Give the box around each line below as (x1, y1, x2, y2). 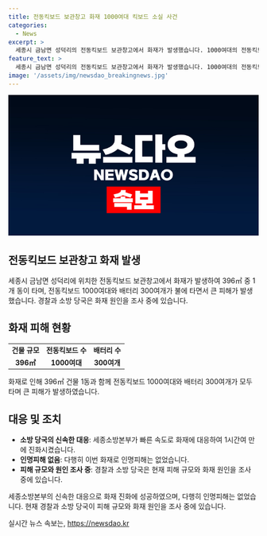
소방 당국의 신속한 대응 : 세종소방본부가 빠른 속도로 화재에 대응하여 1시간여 (19, 435, 247, 445)
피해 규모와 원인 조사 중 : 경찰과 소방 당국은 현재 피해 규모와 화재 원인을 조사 (19, 465, 252, 475)
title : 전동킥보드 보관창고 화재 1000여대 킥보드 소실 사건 (8, 13, 178, 21)
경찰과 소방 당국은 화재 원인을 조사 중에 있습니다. (37, 296, 188, 305)
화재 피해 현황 (8, 321, 72, 335)
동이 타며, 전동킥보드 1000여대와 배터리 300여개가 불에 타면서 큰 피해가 (16, 286, 238, 296)
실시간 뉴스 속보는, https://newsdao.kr (8, 519, 130, 528)
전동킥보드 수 (46, 345, 87, 355)
